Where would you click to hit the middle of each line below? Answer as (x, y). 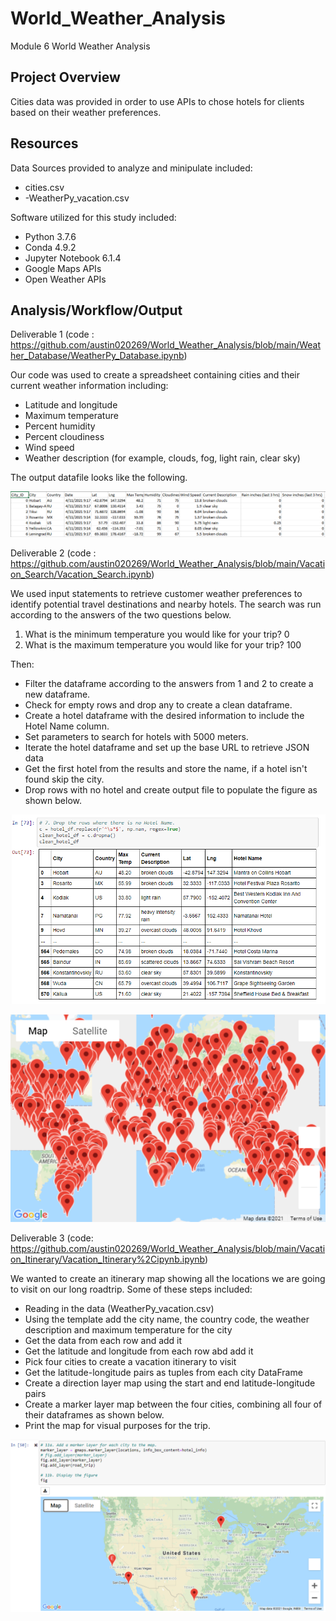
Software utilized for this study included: (93, 217)
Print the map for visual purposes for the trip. (117, 1426)
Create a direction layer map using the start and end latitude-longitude (170, 1383)
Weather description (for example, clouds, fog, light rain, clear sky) (162, 458)
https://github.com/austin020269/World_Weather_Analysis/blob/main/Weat (166, 345)
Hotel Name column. (67, 726)
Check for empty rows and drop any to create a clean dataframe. (158, 704)
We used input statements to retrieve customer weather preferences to (156, 593)
